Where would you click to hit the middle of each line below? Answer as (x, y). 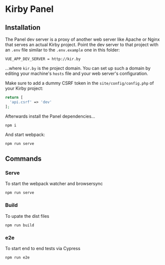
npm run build (20, 225)
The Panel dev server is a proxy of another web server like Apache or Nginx (82, 39)
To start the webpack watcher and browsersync (54, 184)
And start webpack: (25, 134)
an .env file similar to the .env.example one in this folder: (62, 50)
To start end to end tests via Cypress (43, 248)
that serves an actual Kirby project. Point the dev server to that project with (82, 45)
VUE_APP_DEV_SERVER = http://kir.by (43, 59)
